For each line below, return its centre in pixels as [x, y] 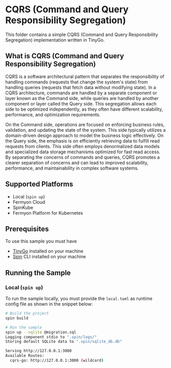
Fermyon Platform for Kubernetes [48, 213]
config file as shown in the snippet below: [49, 304]
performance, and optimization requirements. [53, 114]
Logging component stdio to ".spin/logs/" [51, 337]
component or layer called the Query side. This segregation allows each [81, 104]
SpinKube [23, 207]
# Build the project [27, 314]
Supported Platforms [39, 184]
